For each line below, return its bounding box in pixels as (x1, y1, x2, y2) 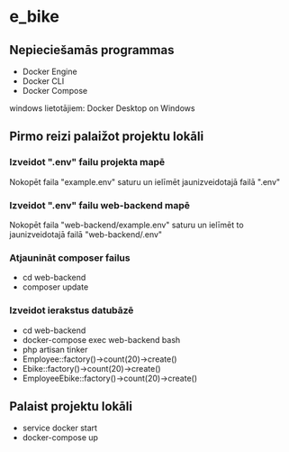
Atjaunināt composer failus (9, 251, 131, 263)
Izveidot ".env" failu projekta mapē (9, 156, 166, 169)
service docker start (22, 422, 97, 434)
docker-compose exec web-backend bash (22, 334, 181, 345)
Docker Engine (22, 66, 78, 77)
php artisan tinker (22, 344, 88, 355)
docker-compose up (22, 432, 99, 443)
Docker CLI (22, 76, 65, 87)
